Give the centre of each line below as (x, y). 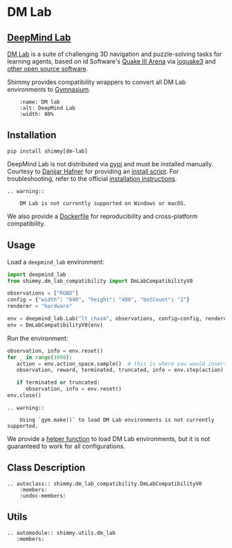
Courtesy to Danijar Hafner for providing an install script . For (93, 171)
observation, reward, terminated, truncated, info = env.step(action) (120, 370)
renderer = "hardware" (40, 306)
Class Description (46, 468)
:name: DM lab (40, 102)
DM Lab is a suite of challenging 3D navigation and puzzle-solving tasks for (115, 54)
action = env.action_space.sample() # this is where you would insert (122, 364)
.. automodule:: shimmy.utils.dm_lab (61, 533)
